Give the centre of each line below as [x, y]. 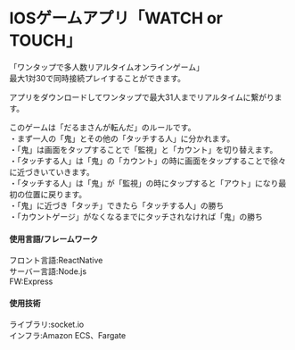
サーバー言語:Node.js [48, 271]
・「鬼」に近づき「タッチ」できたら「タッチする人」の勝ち [117, 205]
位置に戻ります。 [56, 194]
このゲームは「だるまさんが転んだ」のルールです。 [102, 127]
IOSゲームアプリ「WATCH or [116, 18]
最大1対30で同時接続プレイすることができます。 [97, 78]
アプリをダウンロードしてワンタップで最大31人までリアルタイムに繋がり [142, 97]
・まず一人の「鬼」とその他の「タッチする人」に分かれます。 [122, 138]
